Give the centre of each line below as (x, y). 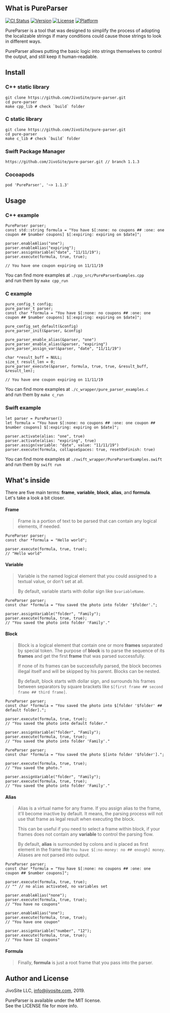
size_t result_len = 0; (30, 362)
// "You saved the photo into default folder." (57, 724)
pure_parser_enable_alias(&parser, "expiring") (57, 344)
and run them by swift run (33, 464)
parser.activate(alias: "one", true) (45, 436)
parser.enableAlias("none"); (36, 896)
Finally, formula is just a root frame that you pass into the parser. (85, 962)
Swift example (23, 408)
